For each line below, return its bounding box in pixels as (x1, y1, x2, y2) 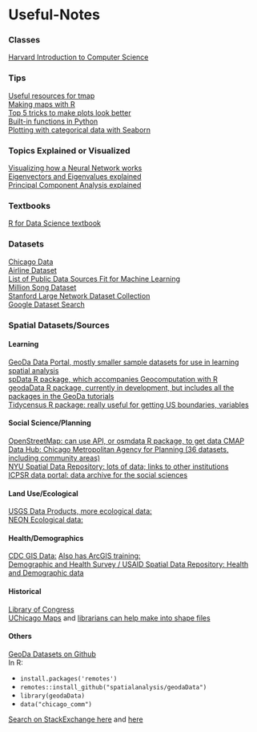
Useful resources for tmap (8, 91, 95, 100)
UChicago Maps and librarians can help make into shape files (8, 612, 211, 623)
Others (8, 632, 32, 641)
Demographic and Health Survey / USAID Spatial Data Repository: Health (8, 559, 249, 569)
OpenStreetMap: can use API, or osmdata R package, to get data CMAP (8, 436, 245, 445)
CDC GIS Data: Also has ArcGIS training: (8, 551, 141, 561)
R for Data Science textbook (8, 218, 102, 228)
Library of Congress (8, 604, 74, 614)
